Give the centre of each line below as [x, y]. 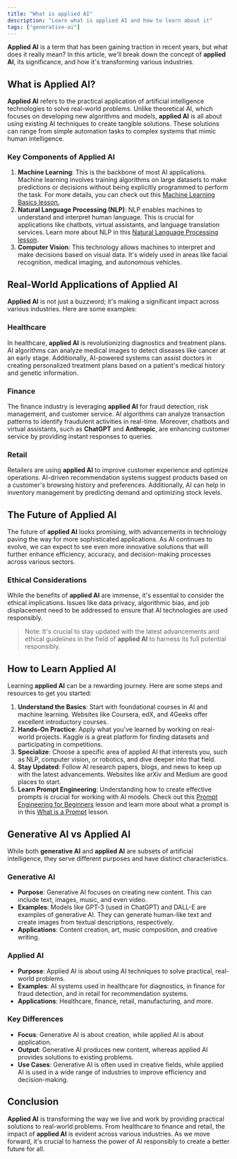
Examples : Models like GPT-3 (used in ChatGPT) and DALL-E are [112, 907]
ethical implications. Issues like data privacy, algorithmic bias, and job [108, 603]
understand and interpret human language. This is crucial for [105, 217]
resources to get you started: [49, 693]
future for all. [26, 1148]
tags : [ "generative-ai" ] [44, 27]
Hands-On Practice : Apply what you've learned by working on [108, 729]
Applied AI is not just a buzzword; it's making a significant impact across [113, 301]
